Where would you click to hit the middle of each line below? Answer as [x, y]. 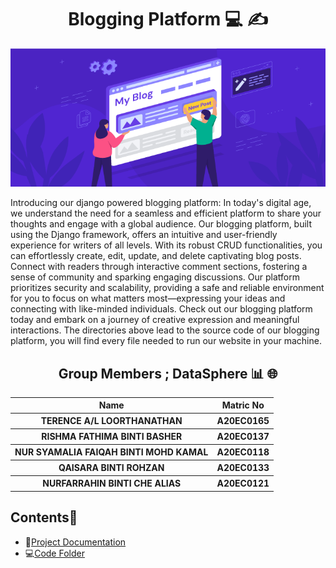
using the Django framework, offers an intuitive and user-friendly [144, 235]
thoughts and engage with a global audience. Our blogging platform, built [161, 224]
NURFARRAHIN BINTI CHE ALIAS [112, 483]
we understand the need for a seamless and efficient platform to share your [166, 213]
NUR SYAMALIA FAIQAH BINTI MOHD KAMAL [111, 452]
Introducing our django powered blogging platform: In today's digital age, [161, 203]
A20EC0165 [243, 421]
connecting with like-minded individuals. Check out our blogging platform [161, 309]
